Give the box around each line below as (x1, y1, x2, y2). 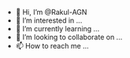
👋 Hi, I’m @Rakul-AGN (15, 8, 87, 16)
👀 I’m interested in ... (15, 16, 83, 25)
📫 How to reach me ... (15, 42, 89, 50)
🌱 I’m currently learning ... (15, 24, 100, 33)
